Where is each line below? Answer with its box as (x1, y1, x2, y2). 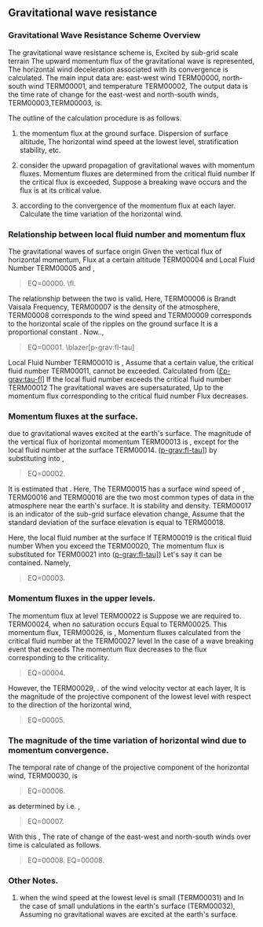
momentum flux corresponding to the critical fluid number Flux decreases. (8, 391, 249, 401)
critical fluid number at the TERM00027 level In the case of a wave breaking (8, 636, 254, 645)
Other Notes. (8, 875, 59, 886)
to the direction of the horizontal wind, (8, 700, 132, 709)
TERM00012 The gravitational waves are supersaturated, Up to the (8, 382, 224, 392)
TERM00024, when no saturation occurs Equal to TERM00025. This (8, 619, 228, 629)
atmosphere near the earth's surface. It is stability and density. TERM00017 (8, 501, 252, 511)
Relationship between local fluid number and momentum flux (8, 228, 246, 239)
